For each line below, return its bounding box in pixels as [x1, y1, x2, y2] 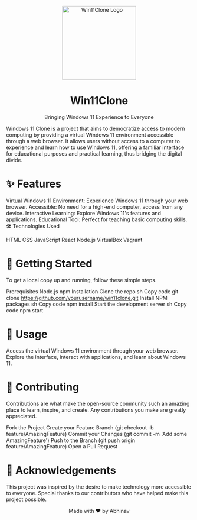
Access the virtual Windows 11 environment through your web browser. [6, 347, 179, 354]
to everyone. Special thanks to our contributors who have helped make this [6, 489, 189, 496]
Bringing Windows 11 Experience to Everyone [44, 113, 155, 121]
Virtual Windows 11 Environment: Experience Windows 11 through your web [6, 197, 188, 204]
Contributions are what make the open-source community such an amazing [6, 400, 190, 407]
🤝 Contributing [6, 380, 80, 393]
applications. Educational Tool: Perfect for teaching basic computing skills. [6, 216, 188, 223]
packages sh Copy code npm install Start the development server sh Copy [6, 301, 187, 308]
